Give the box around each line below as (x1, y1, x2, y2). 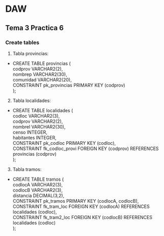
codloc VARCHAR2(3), (12, 113, 60, 119)
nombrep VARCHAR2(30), (12, 71, 67, 77)
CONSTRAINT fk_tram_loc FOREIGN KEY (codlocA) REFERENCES (12, 203, 150, 209)
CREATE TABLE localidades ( (12, 107, 73, 113)
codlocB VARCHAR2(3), (12, 187, 63, 193)
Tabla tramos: (12, 166, 42, 172)
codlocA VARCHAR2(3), (12, 181, 63, 187)
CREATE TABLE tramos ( (12, 176, 64, 182)
